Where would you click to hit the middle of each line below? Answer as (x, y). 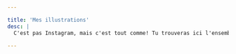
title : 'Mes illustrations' (48, 20)
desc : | (19, 26)
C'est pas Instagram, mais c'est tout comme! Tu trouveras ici (108, 33)
